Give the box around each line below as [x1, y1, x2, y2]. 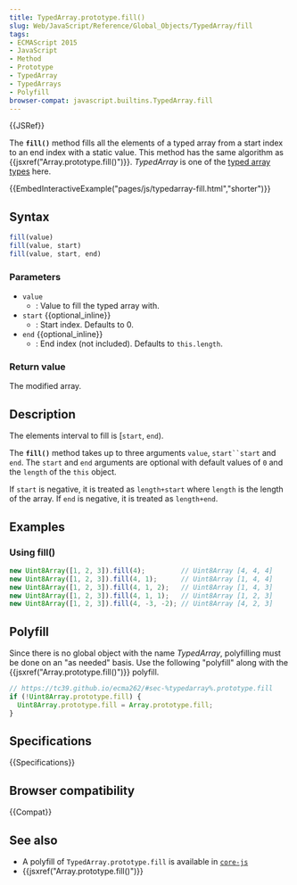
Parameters [9, 270, 61, 283]
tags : [9, 29, 29, 38]
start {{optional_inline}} [21, 310, 111, 321]
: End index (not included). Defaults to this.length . [35, 338, 223, 349]
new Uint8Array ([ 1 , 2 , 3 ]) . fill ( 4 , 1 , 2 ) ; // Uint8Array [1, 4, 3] [9, 583, 274, 591]
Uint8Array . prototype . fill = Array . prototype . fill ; [17, 700, 214, 709]
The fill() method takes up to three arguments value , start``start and [9, 448, 276, 459]
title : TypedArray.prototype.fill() [9, 12, 145, 22]
